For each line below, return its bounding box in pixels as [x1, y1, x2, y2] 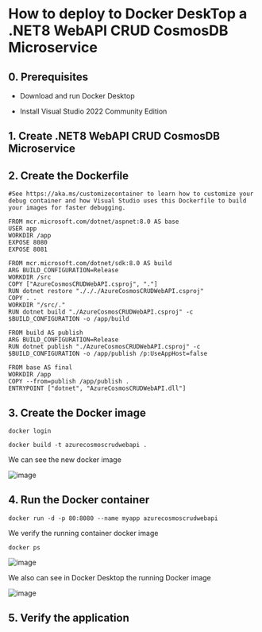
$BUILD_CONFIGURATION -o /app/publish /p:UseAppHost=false [8, 350, 208, 358]
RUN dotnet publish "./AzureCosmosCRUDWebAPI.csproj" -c [8, 343, 201, 351]
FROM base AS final [8, 364, 73, 372]
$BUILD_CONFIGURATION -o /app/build [8, 315, 129, 323]
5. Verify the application [8, 611, 129, 625]
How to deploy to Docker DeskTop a [8, 5, 248, 23]
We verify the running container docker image [8, 528, 159, 538]
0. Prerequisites [8, 70, 89, 83]
